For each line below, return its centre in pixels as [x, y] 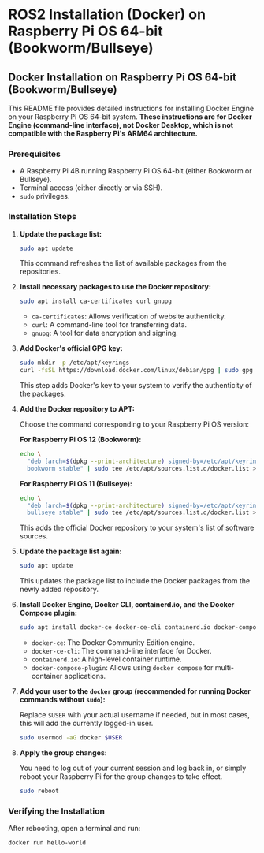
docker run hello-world [47, 843]
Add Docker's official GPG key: [71, 348]
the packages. [43, 394]
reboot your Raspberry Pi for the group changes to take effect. [121, 776]
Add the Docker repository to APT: [77, 409]
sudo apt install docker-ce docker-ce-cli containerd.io [115, 628]
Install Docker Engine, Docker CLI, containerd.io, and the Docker [127, 605]
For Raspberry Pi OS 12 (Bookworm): [80, 440]
